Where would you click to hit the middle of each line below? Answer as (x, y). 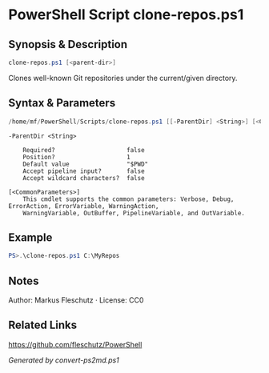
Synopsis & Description (68, 44)
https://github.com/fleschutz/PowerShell (75, 344)
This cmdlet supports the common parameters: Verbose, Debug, (128, 199)
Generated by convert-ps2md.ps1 (64, 360)
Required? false (84, 150)
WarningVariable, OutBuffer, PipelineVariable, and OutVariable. (134, 213)
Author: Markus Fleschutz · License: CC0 (76, 300)
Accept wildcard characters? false (84, 178)
